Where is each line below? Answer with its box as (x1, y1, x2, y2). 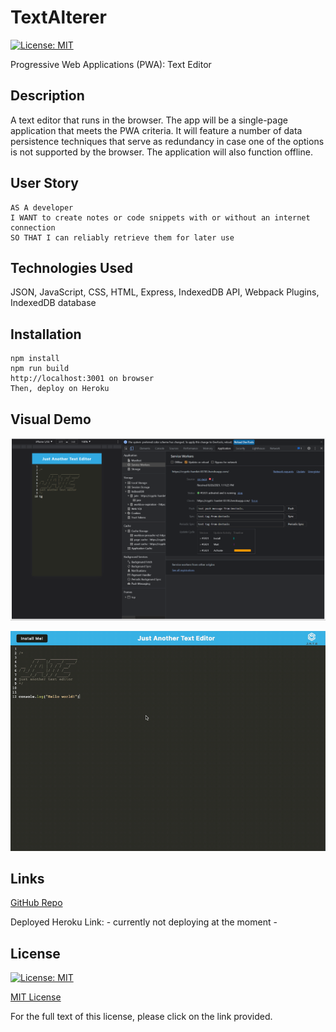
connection (10, 222, 56, 233)
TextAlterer (10, 6, 107, 29)
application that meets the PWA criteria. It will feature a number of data (10, 124, 303, 136)
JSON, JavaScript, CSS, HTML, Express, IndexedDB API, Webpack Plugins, (10, 286, 320, 298)
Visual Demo (10, 411, 92, 428)
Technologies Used (10, 259, 133, 276)
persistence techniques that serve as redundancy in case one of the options (10, 135, 325, 147)
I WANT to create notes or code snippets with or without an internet (10, 212, 311, 223)
